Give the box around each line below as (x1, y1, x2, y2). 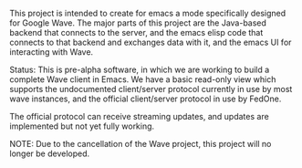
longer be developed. (9, 148, 90, 159)
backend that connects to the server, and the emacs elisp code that (9, 27, 264, 37)
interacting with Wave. (9, 47, 94, 58)
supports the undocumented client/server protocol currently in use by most (9, 84, 293, 94)
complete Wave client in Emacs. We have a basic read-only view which (9, 74, 276, 85)
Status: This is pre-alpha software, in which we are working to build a (9, 64, 270, 75)
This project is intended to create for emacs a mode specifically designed (9, 8, 286, 18)
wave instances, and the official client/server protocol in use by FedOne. (9, 93, 282, 104)
